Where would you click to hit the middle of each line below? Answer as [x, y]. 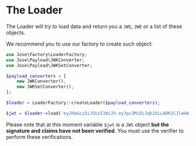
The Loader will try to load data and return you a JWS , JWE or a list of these [94, 26]
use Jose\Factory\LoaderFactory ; [47, 54]
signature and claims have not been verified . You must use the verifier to [95, 131]
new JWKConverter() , [41, 81]
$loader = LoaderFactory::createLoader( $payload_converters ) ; [83, 103]
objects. [16, 32]
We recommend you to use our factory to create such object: [79, 44]
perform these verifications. [39, 137]
